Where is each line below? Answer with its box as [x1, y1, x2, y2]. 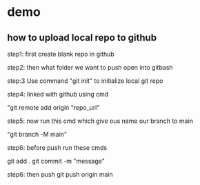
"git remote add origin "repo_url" [7, 104, 100, 111]
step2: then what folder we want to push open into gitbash [7, 64, 174, 71]
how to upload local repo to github [7, 32, 157, 43]
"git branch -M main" [7, 130, 68, 138]
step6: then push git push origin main [7, 171, 114, 178]
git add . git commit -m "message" [7, 157, 106, 165]
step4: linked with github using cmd [7, 90, 109, 98]
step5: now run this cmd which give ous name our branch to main [7, 117, 193, 125]
